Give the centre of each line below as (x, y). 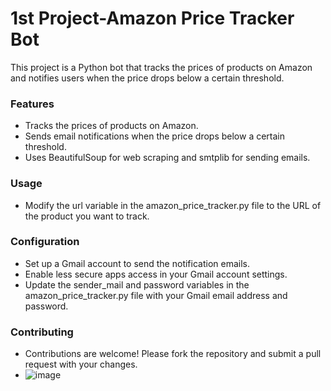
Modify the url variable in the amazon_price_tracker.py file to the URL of (173, 205)
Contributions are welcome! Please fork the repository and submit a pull (173, 354)
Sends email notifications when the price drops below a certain (155, 136)
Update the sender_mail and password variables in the (137, 284)
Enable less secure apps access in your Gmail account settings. (156, 274)
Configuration (45, 242)
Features (32, 104)
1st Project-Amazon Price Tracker (152, 18)
